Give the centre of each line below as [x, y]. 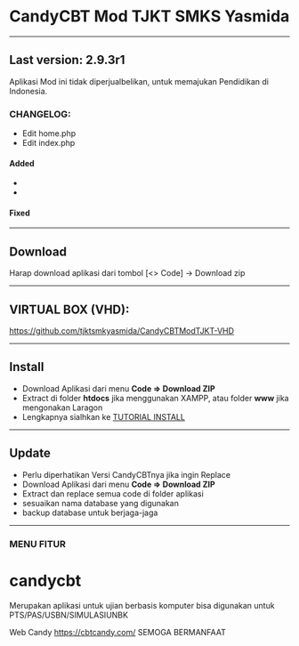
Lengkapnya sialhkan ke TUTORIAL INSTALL [103, 416]
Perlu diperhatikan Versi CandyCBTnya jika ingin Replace [126, 474]
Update [30, 453]
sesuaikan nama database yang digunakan [101, 503]
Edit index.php [48, 143]
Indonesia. [28, 91]
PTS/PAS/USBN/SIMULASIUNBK [69, 615]
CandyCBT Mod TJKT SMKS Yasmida [149, 16]
